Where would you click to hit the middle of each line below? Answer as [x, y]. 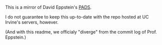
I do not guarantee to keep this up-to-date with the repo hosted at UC [77, 17]
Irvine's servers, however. [32, 22]
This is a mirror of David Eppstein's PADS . [48, 7]
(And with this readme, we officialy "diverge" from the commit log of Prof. [81, 32]
